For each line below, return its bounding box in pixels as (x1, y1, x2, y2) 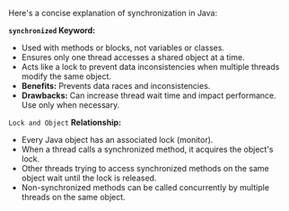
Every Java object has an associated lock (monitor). (21, 135, 214, 145)
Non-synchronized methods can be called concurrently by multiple (21, 182, 270, 192)
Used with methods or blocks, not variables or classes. (21, 42, 225, 53)
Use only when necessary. (21, 100, 120, 110)
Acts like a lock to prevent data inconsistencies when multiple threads (21, 62, 280, 72)
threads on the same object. (21, 192, 127, 202)
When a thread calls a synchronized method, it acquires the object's (21, 144, 275, 154)
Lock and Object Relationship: (8, 117, 122, 127)
